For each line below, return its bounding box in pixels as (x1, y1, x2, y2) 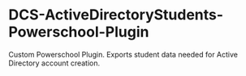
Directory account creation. (8, 58, 101, 68)
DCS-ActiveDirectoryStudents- (8, 6, 224, 24)
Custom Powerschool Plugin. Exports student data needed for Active (8, 49, 238, 59)
